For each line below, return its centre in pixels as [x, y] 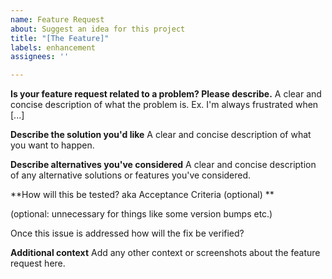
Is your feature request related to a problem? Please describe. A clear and [166, 94]
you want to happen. [52, 145]
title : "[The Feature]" [60, 38]
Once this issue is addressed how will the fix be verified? [127, 233]
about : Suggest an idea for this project [98, 29]
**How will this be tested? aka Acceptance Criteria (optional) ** [142, 195]
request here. [38, 263]
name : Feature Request [57, 19]
